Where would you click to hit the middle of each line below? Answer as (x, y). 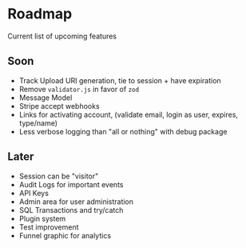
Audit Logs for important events (71, 184)
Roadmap (40, 14)
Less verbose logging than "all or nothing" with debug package (123, 131)
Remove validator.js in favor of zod (79, 89)
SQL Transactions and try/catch (71, 210)
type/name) (38, 123)
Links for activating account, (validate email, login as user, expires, (129, 114)
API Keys (34, 193)
